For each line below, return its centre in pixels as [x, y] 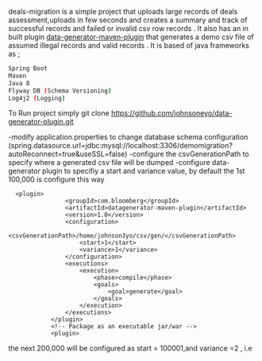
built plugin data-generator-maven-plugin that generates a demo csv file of [131, 37]
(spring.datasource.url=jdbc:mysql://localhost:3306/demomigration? [120, 146]
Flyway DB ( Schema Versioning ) [60, 91]
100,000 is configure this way [56, 179]
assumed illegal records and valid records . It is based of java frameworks [129, 45]
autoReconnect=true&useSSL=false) [68, 154]
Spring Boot [28, 69]
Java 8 [19, 83]
